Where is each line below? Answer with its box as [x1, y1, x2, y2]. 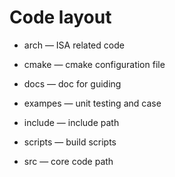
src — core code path [23, 155, 114, 167]
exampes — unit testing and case [23, 97, 162, 109]
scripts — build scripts [23, 136, 117, 148]
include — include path [23, 116, 120, 128]
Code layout [9, 6, 112, 29]
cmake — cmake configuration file [23, 58, 166, 70]
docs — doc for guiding [23, 77, 122, 90]
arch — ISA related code [23, 39, 125, 51]
